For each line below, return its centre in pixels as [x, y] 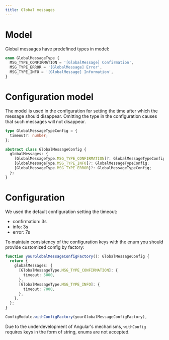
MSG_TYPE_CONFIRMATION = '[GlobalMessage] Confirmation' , [72, 63]
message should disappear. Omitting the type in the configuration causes [81, 116]
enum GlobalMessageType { [32, 58]
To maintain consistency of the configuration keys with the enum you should [84, 242]
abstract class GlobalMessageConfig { [46, 149]
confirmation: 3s [29, 221]
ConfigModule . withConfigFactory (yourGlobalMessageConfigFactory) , [76, 317]
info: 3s [20, 227]
